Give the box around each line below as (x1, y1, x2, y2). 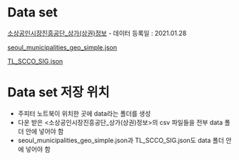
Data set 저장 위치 (7, 84, 110, 101)
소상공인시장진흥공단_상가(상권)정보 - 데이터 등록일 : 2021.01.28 (7, 29, 187, 37)
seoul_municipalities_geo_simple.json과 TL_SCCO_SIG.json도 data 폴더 (17, 136, 225, 144)
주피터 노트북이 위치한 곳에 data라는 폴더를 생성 (17, 109, 151, 118)
